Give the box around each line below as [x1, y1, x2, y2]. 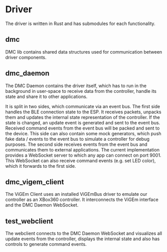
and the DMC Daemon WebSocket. [5, 202, 79, 208]
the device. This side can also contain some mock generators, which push [5, 130, 162, 136]
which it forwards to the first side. [5, 163, 77, 169]
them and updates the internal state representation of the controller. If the [5, 114, 160, 120]
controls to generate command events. [5, 241, 87, 247]
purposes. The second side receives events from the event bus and [5, 141, 148, 147]
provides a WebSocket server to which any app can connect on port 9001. [5, 152, 162, 158]
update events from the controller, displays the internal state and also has [5, 236, 160, 242]
